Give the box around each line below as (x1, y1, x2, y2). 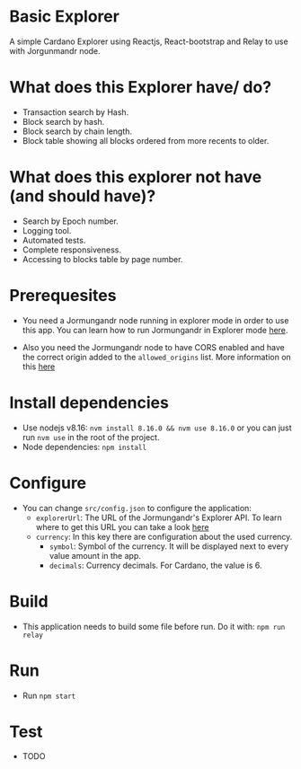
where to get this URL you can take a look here (35, 521, 209, 532)
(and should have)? (9, 186, 156, 207)
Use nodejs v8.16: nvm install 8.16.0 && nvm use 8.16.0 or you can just (22, 422, 292, 433)
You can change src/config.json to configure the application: (22, 502, 252, 513)
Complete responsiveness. (22, 244, 121, 255)
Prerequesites (9, 286, 117, 305)
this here (22, 361, 56, 372)
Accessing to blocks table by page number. (22, 253, 183, 264)
